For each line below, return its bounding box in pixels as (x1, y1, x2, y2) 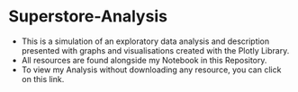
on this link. (21, 73, 65, 84)
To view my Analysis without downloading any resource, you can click (21, 64, 282, 75)
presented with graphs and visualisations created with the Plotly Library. (21, 45, 290, 55)
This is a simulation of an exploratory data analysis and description (21, 36, 270, 46)
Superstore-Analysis (8, 6, 168, 27)
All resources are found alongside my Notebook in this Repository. (21, 54, 267, 65)
